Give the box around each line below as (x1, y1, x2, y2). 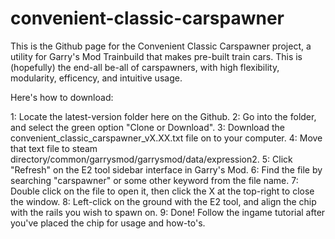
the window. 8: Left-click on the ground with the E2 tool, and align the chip (10, 195, 317, 207)
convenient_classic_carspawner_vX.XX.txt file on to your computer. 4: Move (10, 132, 323, 144)
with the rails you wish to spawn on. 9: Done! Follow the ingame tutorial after (10, 206, 326, 218)
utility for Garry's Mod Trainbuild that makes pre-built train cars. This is (10, 50, 303, 62)
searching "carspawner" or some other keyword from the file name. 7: (10, 174, 299, 186)
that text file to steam (10, 142, 98, 154)
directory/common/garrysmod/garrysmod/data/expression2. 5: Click (10, 153, 293, 165)
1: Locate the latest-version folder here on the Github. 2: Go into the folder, (10, 110, 317, 122)
